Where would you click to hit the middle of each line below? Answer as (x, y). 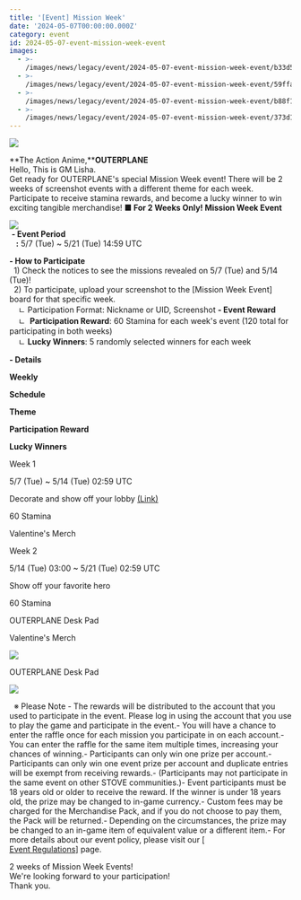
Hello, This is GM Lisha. (53, 170)
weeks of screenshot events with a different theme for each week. (131, 188)
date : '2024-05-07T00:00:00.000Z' (74, 26)
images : (24, 51)
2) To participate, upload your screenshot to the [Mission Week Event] (143, 290)
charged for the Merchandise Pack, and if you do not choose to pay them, (146, 811)
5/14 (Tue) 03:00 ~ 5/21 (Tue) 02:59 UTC (85, 568)
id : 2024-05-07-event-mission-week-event (88, 43)
